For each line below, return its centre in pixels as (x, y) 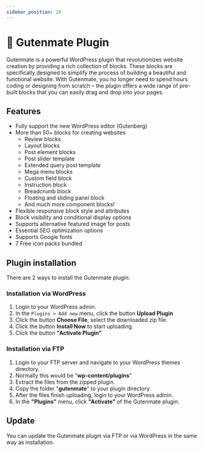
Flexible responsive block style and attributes (72, 211)
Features (24, 111)
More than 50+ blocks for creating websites (70, 133)
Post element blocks (50, 152)
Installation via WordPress (46, 294)
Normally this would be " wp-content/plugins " (74, 375)
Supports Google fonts (44, 237)
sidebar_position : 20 (34, 12)
